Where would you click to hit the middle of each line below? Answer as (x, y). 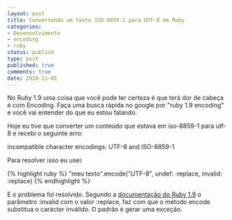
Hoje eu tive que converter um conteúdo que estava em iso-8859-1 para (111, 126)
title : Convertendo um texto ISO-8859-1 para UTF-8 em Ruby (96, 20)
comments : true (29, 71)
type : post (23, 59)
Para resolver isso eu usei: (45, 160)
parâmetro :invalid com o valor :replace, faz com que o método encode (109, 202)
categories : (24, 26)
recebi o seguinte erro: (50, 133)
